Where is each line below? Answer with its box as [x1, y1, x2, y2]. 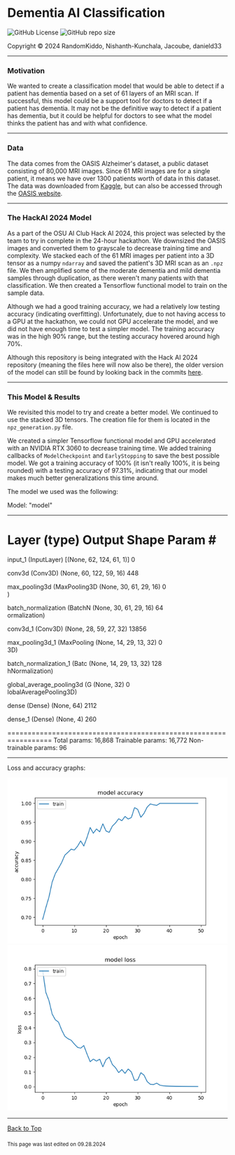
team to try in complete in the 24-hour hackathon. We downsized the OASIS [7, 236, 226, 245]
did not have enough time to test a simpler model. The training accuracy [7, 324, 215, 333]
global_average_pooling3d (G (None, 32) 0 [7, 681, 131, 689]
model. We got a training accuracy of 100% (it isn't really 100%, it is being [7, 459, 220, 467]
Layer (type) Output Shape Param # [7, 532, 217, 548]
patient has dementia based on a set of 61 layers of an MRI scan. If [7, 89, 199, 98]
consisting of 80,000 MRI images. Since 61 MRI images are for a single [7, 166, 211, 175]
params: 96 [34, 744, 67, 752]
